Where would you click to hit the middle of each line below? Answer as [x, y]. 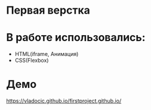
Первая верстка [48, 10]
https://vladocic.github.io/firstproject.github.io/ [64, 101]
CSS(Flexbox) [32, 61]
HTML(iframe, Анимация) [47, 54]
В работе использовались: [76, 38]
